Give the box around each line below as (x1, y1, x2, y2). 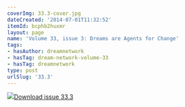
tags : (7, 42, 23, 48)
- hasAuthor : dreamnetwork (7, 48, 84, 55)
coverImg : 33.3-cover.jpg (7, 10, 81, 17)
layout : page (7, 29, 45, 36)
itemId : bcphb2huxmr (7, 22, 66, 29)
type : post (7, 67, 38, 74)
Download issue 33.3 (14, 93, 74, 101)
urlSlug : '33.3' (7, 73, 53, 80)
